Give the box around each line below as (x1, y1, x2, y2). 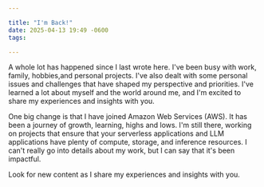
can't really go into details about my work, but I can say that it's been (8, 145, 235, 156)
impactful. (8, 154, 41, 164)
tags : (8, 34, 26, 42)
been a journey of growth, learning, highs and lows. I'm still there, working (8, 121, 252, 130)
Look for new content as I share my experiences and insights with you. (8, 169, 241, 180)
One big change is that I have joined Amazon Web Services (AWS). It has (8, 112, 247, 121)
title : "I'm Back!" (8, 18, 73, 26)
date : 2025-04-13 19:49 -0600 (8, 26, 109, 34)
